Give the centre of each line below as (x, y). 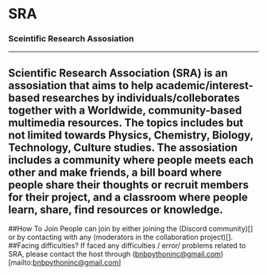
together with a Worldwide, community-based (125, 110)
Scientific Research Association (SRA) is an (118, 73)
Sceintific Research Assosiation (71, 39)
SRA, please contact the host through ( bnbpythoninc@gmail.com (114, 254)
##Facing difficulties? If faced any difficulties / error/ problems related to (127, 246)
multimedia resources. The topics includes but (126, 123)
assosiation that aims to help (81, 85)
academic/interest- (205, 85)
